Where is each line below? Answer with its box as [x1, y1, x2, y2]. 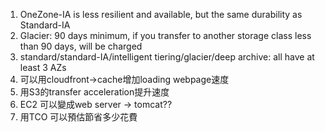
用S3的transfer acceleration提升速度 [19, 86, 170, 98]
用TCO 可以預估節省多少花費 [19, 111, 138, 123]
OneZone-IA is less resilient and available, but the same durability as [19, 9, 303, 20]
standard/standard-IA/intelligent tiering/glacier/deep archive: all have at [19, 51, 315, 63]
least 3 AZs [19, 62, 67, 73]
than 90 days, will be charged [19, 40, 143, 52]
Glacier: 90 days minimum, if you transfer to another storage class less [19, 30, 312, 41]
